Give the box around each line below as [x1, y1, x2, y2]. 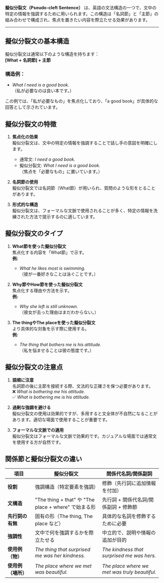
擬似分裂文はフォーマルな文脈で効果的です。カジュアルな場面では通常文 [12, 433, 157, 439]
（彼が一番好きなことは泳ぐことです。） [19, 271, 99, 277]
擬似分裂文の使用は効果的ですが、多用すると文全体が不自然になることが [12, 410, 158, 416]
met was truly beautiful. [102, 569, 157, 576]
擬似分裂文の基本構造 [5, 37, 69, 45]
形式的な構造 [12, 201, 38, 207]
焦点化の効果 [12, 134, 38, 140]
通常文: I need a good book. [19, 156, 76, 162]
